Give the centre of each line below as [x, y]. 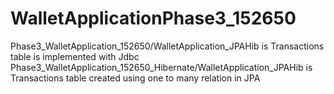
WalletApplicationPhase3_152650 [153, 18]
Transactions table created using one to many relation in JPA [135, 78]
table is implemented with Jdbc [75, 56]
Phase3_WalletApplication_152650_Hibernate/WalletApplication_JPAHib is [161, 67]
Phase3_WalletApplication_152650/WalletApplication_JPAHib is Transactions [167, 46]
